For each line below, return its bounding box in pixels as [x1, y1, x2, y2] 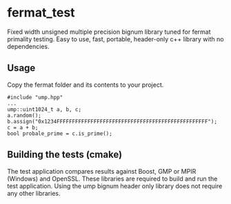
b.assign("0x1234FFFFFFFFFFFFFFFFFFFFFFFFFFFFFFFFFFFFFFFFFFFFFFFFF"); [7, 118, 217, 125]
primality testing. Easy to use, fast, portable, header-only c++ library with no [7, 34, 224, 43]
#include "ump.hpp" [7, 94, 63, 101]
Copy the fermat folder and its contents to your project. [7, 81, 164, 89]
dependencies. [7, 42, 50, 50]
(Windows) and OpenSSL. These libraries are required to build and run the [7, 174, 218, 183]
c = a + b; [7, 124, 39, 131]
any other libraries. [7, 189, 61, 197]
